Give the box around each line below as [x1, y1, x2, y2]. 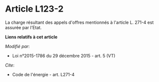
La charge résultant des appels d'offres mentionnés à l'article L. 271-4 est [5, 19, 154, 25]
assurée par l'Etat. [5, 24, 42, 30]
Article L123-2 [5, 3, 64, 15]
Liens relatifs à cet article [5, 34, 58, 40]
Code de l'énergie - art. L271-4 [12, 71, 75, 77]
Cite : [5, 62, 15, 68]
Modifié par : [5, 43, 30, 49]
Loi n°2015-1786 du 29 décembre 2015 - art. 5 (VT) [12, 52, 116, 59]
